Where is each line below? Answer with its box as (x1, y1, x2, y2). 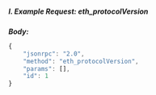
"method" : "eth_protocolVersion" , (23, 57, 139, 65)
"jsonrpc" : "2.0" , (23, 49, 85, 58)
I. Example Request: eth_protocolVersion (8, 6, 149, 16)
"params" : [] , (23, 64, 70, 72)
